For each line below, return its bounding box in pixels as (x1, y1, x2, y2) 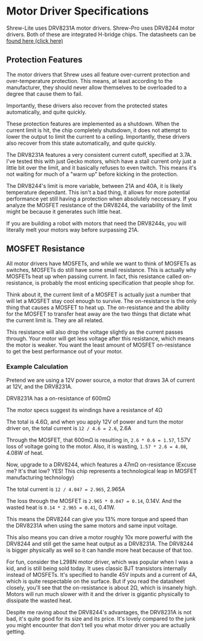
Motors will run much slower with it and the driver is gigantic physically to (6, 590, 190, 597)
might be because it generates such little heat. (6, 208, 122, 215)
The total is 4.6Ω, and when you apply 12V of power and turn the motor (6, 418, 184, 425)
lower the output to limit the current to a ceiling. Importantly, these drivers (6, 133, 190, 140)
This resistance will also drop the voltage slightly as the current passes (6, 328, 184, 336)
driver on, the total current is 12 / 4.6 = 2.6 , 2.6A (6, 424, 131, 431)
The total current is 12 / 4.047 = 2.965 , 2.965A (6, 485, 125, 493)
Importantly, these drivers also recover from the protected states (6, 102, 168, 109)
